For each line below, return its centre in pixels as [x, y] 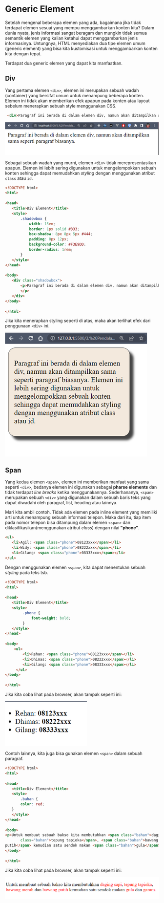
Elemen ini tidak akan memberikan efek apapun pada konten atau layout [77, 101]
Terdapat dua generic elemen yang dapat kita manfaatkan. [64, 63]
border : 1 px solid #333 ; [54, 229]
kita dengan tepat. [23, 54]
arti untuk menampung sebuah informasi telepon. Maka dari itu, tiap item [78, 517]
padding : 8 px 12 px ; [49, 239]
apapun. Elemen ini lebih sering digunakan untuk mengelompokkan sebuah [81, 168]
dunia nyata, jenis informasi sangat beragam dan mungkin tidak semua [76, 33]
